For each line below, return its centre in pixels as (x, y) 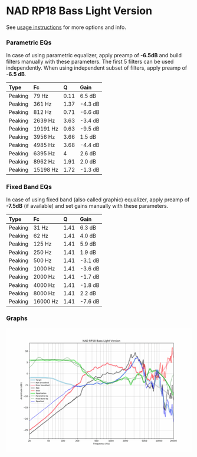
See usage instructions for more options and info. (66, 27)
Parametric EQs (29, 43)
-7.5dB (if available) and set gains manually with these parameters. (87, 206)
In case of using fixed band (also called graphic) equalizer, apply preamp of (98, 200)
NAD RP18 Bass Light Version (79, 11)
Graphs (17, 318)
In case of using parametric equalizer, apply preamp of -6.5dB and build (94, 56)
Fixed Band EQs (29, 187)
